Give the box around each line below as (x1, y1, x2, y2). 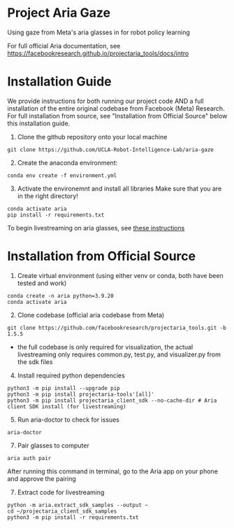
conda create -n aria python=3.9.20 (7, 292, 114, 299)
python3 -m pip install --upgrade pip (7, 384, 120, 391)
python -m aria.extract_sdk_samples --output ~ (7, 501, 149, 508)
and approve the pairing (7, 474, 77, 482)
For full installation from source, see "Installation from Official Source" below (7, 111, 228, 120)
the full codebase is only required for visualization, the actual (17, 342, 193, 351)
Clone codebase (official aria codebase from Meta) (17, 310, 165, 319)
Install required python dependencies (17, 371, 126, 380)
